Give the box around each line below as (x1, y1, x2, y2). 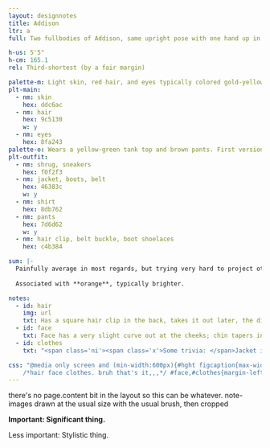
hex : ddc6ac (22, 101, 63, 109)
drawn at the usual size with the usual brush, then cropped (34, 399, 229, 409)
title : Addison (8, 19, 59, 27)
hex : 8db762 (22, 205, 63, 213)
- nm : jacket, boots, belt (15, 175, 106, 183)
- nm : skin (15, 93, 52, 101)
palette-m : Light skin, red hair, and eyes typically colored (8, 78, 221, 86)
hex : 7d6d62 (22, 220, 63, 228)
